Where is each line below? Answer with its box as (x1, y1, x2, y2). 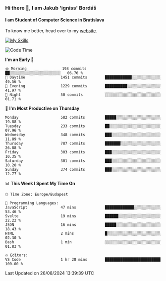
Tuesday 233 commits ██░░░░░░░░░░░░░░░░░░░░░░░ (5, 124, 161, 129)
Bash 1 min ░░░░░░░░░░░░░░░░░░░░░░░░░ (5, 240, 161, 245)
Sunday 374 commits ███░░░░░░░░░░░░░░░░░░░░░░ (5, 167, 161, 172)
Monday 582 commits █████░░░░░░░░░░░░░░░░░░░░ (5, 115, 161, 120)
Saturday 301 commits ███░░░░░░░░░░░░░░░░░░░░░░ (5, 158, 161, 163)
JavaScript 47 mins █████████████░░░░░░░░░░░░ (5, 205, 161, 210)
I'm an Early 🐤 (5, 57, 34, 63)
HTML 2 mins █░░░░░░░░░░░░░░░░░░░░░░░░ (5, 231, 161, 236)
